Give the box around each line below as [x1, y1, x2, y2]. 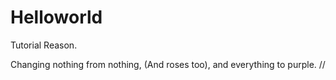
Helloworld [10, 6, 103, 29]
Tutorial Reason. [10, 39, 78, 51]
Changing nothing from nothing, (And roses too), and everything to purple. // [10, 58, 326, 70]
